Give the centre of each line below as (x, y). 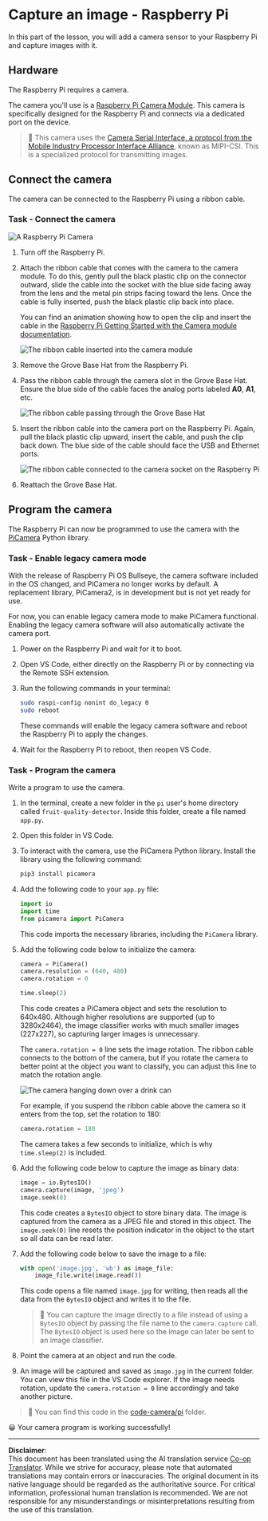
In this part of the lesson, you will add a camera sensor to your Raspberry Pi (133, 37)
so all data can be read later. (66, 1238)
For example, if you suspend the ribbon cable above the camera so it (133, 1106)
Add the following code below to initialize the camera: (108, 949)
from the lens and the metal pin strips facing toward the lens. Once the (136, 293)
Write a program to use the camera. (67, 788)
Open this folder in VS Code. (67, 836)
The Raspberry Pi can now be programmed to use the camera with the (124, 529)
